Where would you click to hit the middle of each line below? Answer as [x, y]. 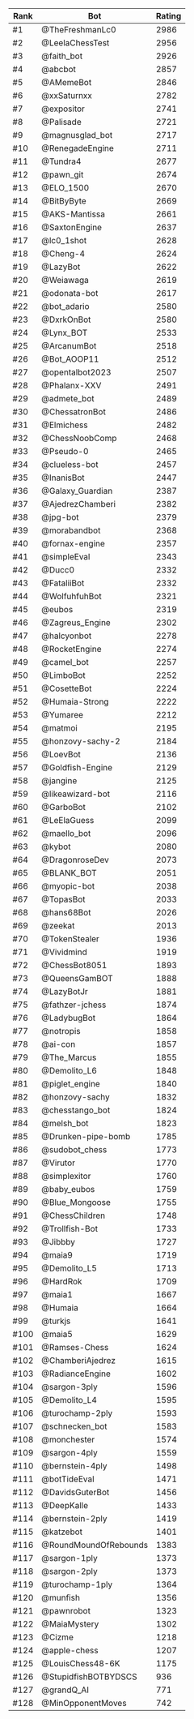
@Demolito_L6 [69, 1071]
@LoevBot [61, 754]
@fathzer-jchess [74, 1005]
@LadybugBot [69, 1018]
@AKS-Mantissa [73, 214]
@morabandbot [71, 530]
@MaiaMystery [70, 1624]
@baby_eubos [68, 1189]
